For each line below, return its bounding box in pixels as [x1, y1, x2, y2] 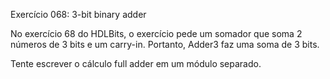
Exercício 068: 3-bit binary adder [10, 9, 147, 20]
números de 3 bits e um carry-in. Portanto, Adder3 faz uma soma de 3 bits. [10, 39, 320, 50]
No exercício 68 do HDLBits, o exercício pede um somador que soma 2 [10, 28, 303, 39]
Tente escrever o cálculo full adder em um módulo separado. [10, 58, 262, 69]
